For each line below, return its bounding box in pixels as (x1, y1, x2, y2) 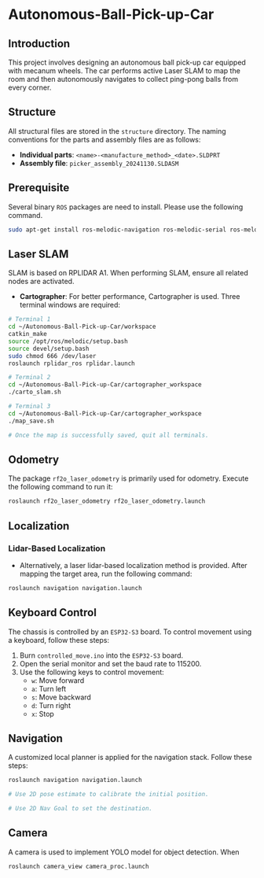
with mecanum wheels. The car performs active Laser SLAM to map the (8, 66, 241, 76)
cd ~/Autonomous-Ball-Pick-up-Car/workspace (8, 323, 156, 331)
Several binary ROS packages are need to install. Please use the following (8, 202, 244, 212)
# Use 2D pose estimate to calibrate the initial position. (8, 791, 210, 799)
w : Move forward (31, 675, 85, 685)
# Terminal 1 (8, 315, 51, 323)
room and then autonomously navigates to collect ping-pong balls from (8, 75, 238, 83)
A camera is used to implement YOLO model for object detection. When (8, 847, 240, 857)
